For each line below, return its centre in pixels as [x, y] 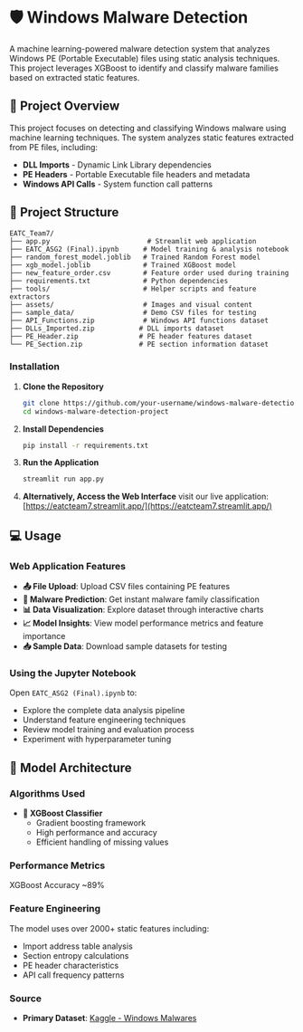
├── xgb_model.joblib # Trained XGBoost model [123, 265]
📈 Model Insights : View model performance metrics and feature [143, 623]
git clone [41, 403]
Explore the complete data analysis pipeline [104, 711]
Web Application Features [68, 566]
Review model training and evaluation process [108, 730]
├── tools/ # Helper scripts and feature [133, 289]
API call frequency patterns [73, 975]
